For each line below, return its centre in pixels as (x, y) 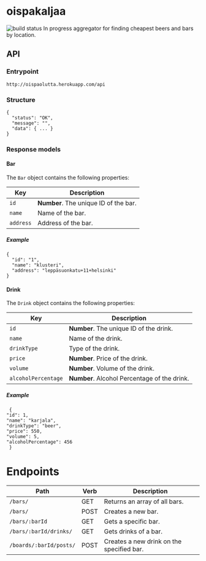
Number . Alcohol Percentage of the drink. (129, 379)
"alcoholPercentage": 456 (39, 442)
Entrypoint (22, 72)
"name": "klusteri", (38, 265)
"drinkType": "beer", (34, 426)
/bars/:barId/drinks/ (41, 532)
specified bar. (124, 549)
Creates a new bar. (131, 512)
